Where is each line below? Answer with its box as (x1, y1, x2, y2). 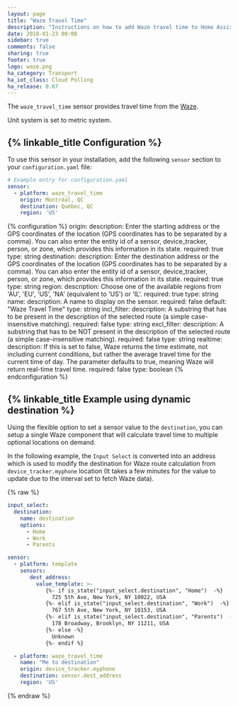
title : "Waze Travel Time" (7, 17, 87, 24)
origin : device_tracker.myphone (20, 666, 115, 673)
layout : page (7, 10, 46, 18)
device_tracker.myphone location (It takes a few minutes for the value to (7, 467, 216, 475)
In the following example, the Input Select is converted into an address (7, 452, 216, 460)
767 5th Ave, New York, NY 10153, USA (52, 607, 166, 614)
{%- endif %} (45, 639, 84, 647)
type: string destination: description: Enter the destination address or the (7, 252, 220, 261)
